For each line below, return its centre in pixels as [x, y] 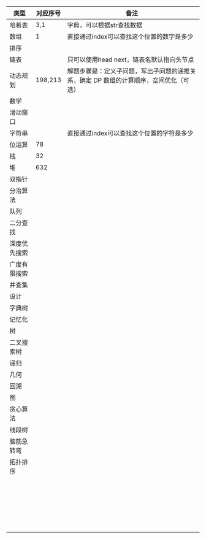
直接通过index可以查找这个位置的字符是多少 [130, 133]
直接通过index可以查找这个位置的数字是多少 [130, 36]
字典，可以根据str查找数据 [105, 25]
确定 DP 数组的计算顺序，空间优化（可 [135, 80]
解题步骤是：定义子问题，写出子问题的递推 [128, 71]
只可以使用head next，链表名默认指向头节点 [131, 59]
